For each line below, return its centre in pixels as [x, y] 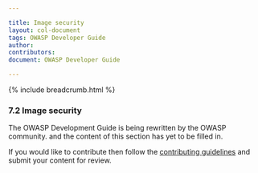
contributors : [32, 53]
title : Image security [46, 22]
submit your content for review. [60, 160]
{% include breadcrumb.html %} [62, 90]
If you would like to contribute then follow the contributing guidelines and [129, 152]
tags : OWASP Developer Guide [57, 38]
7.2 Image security [45, 111]
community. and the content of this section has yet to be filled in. [116, 136]
